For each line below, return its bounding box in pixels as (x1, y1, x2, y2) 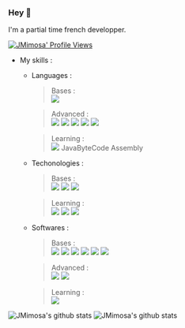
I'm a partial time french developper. (8, 25, 126, 35)
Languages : (31, 71, 73, 80)
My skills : (19, 55, 53, 65)
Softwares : (31, 223, 70, 233)
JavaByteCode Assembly (61, 143, 144, 153)
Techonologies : (31, 158, 85, 168)
